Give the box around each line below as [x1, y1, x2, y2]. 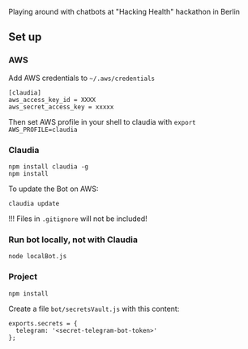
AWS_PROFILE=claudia [8, 126, 79, 134]
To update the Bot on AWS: [8, 184, 99, 194]
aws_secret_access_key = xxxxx [8, 103, 114, 111]
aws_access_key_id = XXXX [8, 96, 96, 104]
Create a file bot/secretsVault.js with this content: [8, 304, 180, 313]
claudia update [8, 199, 60, 207]
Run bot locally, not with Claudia [8, 234, 139, 245]
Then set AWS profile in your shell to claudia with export [8, 117, 196, 126]
